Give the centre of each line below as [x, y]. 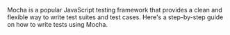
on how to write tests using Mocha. [57, 24]
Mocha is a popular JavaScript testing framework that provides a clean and [115, 10]
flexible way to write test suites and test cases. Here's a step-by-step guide [115, 17]
